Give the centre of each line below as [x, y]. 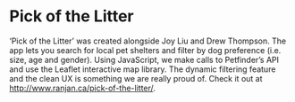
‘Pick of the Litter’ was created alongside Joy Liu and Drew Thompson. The [148, 41]
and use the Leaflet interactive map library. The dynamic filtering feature [143, 69]
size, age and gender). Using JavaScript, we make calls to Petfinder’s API [144, 59]
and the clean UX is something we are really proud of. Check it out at [136, 78]
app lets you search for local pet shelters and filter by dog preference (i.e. [145, 50]
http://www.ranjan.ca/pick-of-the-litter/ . [83, 88]
